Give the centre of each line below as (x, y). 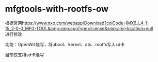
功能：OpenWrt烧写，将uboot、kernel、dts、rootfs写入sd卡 (65, 44)
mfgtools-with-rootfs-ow (57, 9)
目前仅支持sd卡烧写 (24, 55)
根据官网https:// (21, 23)
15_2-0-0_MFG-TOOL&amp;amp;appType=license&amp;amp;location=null (79, 28)
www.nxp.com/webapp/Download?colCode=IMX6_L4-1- (93, 23)
